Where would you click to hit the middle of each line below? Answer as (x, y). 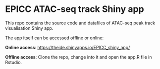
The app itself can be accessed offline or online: (54, 38)
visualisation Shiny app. (29, 28)
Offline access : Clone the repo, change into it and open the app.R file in (79, 57)
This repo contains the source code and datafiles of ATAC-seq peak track (80, 23)
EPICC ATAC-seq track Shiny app (75, 9)
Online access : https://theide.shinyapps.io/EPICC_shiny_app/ (68, 47)
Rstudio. (14, 62)
